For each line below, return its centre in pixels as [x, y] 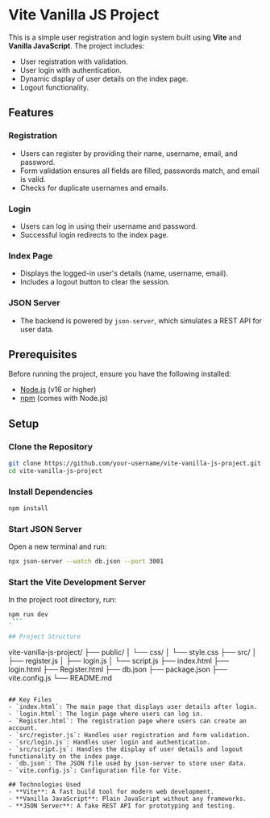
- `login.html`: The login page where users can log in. [106, 714]
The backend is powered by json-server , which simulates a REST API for [141, 320]
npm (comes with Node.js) [64, 398]
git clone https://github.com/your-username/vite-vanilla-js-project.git [135, 464]
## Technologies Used [45, 785]
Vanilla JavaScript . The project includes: [77, 45]
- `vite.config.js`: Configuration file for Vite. [95, 771]
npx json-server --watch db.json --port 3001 [86, 562]
